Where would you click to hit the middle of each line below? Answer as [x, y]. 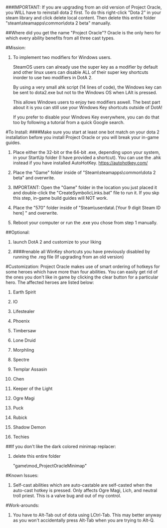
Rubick [20, 417]
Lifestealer [24, 311]
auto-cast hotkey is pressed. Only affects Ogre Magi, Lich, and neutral [85, 490]
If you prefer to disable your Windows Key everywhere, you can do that [86, 117]
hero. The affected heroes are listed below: [50, 282]
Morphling [23, 350]
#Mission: [16, 48]
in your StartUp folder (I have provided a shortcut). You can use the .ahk [87, 157]
